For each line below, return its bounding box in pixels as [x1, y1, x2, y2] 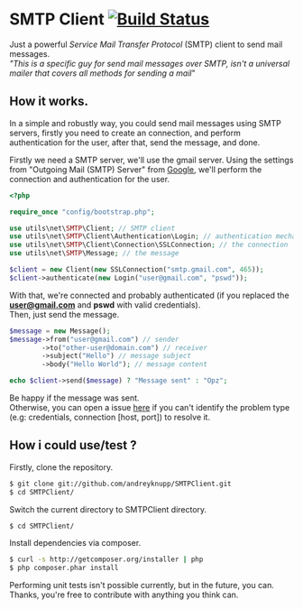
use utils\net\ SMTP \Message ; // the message [9, 249, 179, 258]
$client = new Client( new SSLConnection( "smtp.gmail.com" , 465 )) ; [9, 265, 264, 274]
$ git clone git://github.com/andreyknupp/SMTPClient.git [9, 479, 232, 488]
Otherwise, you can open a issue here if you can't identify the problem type [9, 402, 290, 412]
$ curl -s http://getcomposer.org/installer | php [9, 555, 204, 564]
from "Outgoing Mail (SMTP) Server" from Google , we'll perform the [9, 163, 262, 175]
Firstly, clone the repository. [9, 461, 114, 473]
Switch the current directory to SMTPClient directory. [9, 503, 207, 514]
